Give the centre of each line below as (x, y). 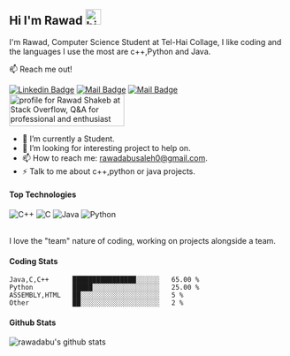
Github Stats (33, 322)
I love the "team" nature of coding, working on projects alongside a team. (143, 241)
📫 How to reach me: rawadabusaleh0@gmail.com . (114, 158)
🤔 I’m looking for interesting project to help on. (107, 148)
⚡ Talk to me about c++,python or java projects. (109, 171)
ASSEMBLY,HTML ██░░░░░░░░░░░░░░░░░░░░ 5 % (96, 295)
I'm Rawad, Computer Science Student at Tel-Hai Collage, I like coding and (145, 42)
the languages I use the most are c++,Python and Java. (110, 51)
